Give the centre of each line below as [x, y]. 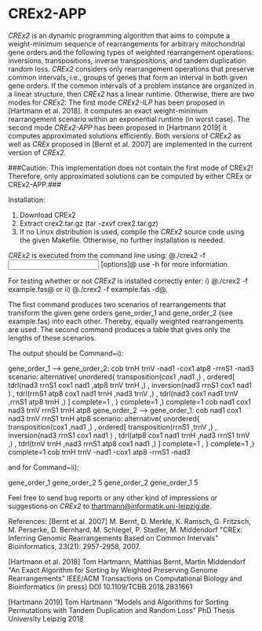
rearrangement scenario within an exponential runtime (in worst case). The [129, 119]
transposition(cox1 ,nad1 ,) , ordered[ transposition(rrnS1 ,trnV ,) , [113, 426]
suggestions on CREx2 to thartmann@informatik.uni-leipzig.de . [110, 506]
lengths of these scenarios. [52, 338]
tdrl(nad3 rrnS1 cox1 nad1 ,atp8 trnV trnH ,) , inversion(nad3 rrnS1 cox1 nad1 [130, 385]
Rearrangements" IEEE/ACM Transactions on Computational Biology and [125, 578]
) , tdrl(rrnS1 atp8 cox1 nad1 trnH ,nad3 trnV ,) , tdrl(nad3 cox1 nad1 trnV [123, 393]
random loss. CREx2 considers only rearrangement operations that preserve [131, 68]
